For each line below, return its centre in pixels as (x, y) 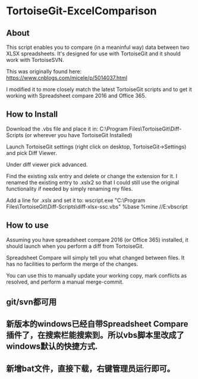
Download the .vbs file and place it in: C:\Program (67, 129)
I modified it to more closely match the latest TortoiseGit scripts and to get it (99, 89)
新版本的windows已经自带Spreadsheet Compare (97, 324)
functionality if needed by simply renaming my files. (70, 188)
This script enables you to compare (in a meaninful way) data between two (98, 47)
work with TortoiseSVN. (35, 60)
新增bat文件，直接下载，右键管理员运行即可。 (91, 369)
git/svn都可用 (32, 302)
